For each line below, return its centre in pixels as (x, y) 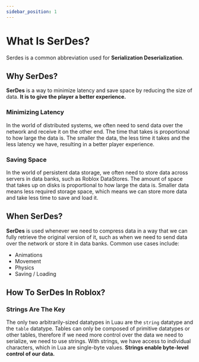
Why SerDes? (32, 76)
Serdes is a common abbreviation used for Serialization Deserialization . (95, 58)
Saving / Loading (35, 273)
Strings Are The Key (36, 310)
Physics (24, 267)
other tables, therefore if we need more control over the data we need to (95, 335)
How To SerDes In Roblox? (56, 293)
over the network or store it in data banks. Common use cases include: (93, 243)
